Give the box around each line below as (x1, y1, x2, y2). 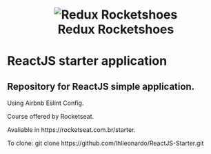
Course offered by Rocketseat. (7, 113, 94, 121)
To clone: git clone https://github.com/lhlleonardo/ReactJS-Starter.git (7, 139, 204, 148)
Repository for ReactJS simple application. (7, 80, 195, 93)
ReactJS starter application (7, 53, 168, 69)
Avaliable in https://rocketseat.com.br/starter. (7, 126, 136, 134)
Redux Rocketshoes (57, 21, 174, 37)
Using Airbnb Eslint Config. (7, 99, 84, 107)
